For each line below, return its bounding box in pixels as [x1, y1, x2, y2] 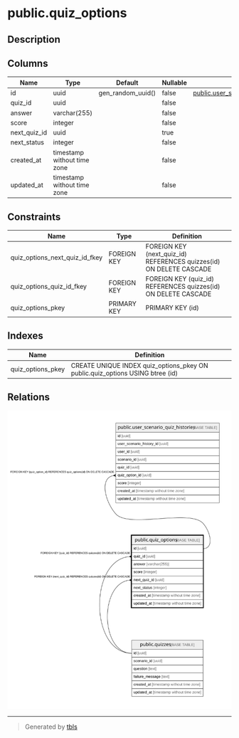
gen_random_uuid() [98, 89, 156, 97]
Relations [7, 391, 51, 404]
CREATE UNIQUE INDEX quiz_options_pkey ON [70, 361, 208, 369]
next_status [10, 138, 45, 147]
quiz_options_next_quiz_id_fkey [10, 253, 103, 262]
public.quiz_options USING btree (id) [70, 369, 179, 377]
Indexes [7, 330, 44, 342]
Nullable [161, 78, 187, 87]
